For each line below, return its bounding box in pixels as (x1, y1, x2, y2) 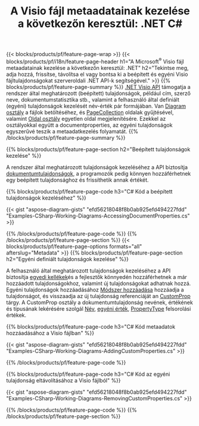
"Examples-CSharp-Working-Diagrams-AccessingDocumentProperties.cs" (6, 212, 190, 219)
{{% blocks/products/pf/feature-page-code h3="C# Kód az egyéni (6, 370, 170, 378)
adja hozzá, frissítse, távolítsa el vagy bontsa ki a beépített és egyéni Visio (6, 71, 188, 78)
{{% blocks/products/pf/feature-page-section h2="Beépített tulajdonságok (6, 145, 191, 153)
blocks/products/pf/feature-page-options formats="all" (6, 243, 142, 250)
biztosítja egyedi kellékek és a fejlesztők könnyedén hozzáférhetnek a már (6, 273, 188, 280)
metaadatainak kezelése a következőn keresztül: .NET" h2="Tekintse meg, (6, 64, 189, 71)
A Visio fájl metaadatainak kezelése (10, 4, 191, 18)
